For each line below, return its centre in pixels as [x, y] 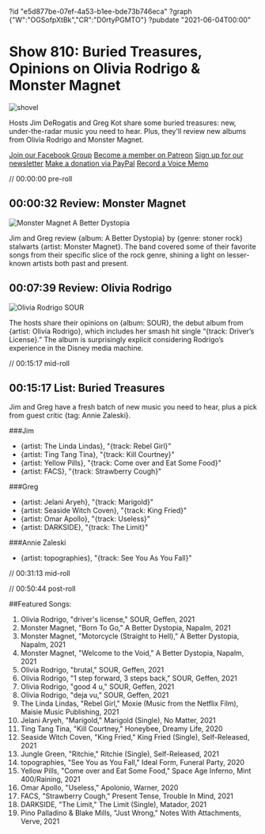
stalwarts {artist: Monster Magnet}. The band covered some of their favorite [132, 246]
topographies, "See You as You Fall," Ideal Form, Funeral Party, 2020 [132, 763]
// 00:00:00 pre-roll [41, 178]
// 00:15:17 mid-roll [40, 363]
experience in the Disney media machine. [76, 348]
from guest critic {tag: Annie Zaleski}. [70, 416]
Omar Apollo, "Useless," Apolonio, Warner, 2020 [99, 788]
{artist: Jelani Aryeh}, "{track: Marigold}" [87, 502]
